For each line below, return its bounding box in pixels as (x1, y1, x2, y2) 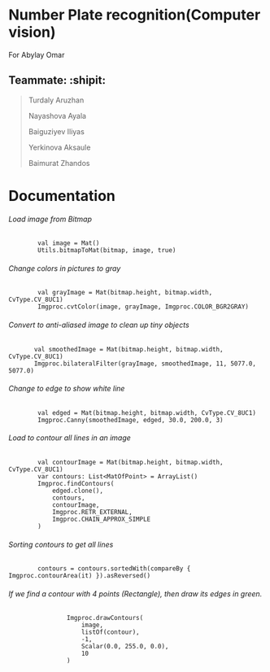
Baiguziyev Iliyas (28, 126, 85, 136)
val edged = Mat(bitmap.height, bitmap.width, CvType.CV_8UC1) (37, 408, 256, 417)
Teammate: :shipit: (8, 73, 106, 87)
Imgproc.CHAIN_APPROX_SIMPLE (51, 515, 151, 523)
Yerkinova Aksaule (28, 142, 91, 152)
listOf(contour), (81, 628, 140, 636)
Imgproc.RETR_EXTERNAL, (51, 508, 133, 516)
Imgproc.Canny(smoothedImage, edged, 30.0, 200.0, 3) (37, 416, 224, 424)
